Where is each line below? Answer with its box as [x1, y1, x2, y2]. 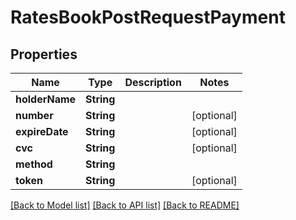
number [15, 109, 54, 122]
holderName [15, 92, 77, 106]
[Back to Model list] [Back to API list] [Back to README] [10, 199, 240, 211]
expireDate [15, 125, 69, 138]
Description [124, 76, 182, 89]
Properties [10, 46, 78, 63]
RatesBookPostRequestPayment [10, 6, 286, 29]
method [15, 157, 53, 171]
